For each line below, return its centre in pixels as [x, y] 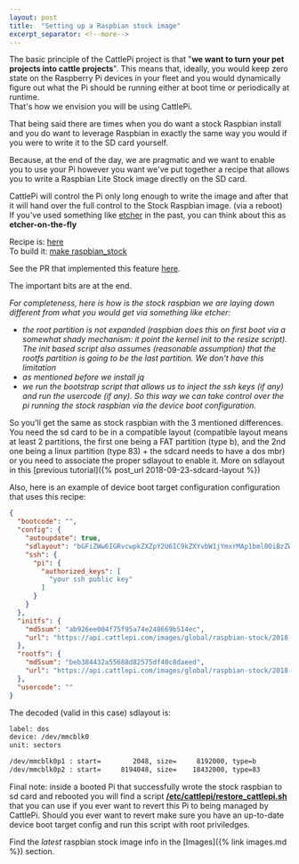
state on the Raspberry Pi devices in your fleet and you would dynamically [145, 78]
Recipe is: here [36, 242]
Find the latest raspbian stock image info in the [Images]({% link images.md [148, 842]
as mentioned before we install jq [83, 377]
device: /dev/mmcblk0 [49, 737]
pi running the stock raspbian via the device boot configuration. [139, 405]
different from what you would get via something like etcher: [120, 313]
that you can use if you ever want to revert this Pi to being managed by [139, 805]
